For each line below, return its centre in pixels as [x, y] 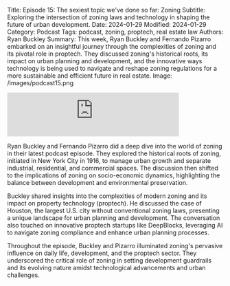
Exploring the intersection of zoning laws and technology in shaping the [108, 17]
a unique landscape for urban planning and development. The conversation [114, 218]
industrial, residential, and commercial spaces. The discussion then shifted [113, 168]
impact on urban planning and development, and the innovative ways [105, 61]
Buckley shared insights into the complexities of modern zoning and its [107, 196]
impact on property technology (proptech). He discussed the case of [105, 203]
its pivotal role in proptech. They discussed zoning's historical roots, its [107, 54]
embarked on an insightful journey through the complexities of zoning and [112, 46]
